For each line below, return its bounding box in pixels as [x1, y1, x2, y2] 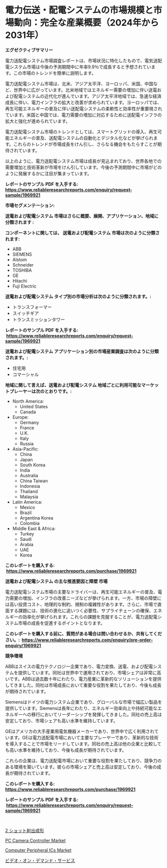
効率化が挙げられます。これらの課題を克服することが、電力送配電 [22, 613, 158, 619]
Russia [19, 440, 34, 447]
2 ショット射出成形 [5, 827, 44, 834]
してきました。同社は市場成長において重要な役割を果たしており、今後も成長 [5, 682, 162, 688]
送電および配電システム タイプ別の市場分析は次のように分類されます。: [5, 293, 152, 299]
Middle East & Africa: [12, 525, 56, 532]
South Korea [19, 462, 46, 468]
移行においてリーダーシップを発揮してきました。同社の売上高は [31, 711, 162, 717]
